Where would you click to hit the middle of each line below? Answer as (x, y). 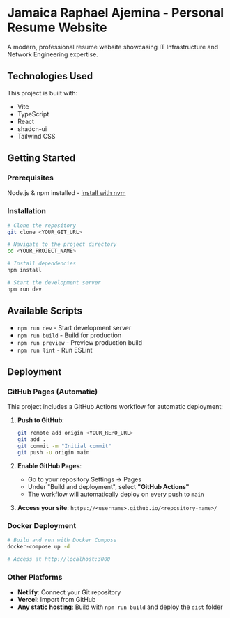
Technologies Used (50, 76)
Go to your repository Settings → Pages (84, 479)
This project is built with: (43, 93)
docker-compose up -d (39, 546)
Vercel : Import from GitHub (56, 599)
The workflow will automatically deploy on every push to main (116, 494)
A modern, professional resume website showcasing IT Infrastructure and (113, 47)
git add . (32, 440)
